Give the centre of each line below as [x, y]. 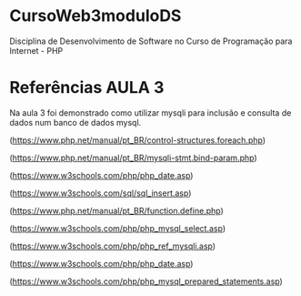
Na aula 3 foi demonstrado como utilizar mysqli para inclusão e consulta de [150, 112]
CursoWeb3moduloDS [95, 16]
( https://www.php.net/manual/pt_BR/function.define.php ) [117, 210]
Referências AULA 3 [87, 88]
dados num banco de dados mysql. [75, 122]
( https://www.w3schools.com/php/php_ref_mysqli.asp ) [113, 246]
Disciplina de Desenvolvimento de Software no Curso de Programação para [151, 41]
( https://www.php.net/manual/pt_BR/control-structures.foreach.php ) [138, 140]
